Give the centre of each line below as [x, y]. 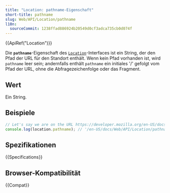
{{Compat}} [17, 185]
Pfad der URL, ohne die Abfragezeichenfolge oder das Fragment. [73, 69]
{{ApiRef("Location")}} [29, 43]
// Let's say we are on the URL [39, 124]
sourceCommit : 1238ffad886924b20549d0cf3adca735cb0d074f [71, 29]
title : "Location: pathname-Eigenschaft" [50, 10]
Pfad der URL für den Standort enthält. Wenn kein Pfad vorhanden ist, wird [83, 58]
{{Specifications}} [24, 157]
